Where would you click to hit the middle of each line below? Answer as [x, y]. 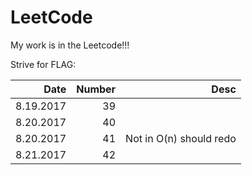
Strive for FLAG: [43, 64]
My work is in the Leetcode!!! [70, 45]
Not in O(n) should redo [181, 138]
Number [96, 89]
